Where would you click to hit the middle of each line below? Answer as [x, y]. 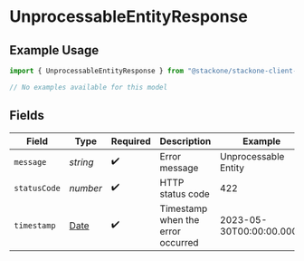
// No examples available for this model [89, 87]
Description [185, 140]
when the [180, 219]
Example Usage [54, 50]
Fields [27, 116]
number [85, 188]
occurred [179, 242]
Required [131, 140]
